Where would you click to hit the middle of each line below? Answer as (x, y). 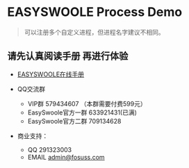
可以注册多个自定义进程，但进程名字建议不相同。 (94, 32)
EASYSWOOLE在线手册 (51, 74)
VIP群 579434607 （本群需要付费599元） (87, 103)
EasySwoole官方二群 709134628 (74, 121)
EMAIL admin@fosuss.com (66, 157)
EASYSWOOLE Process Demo (95, 12)
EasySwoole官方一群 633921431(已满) (82, 112)
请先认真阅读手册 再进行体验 (68, 56)
